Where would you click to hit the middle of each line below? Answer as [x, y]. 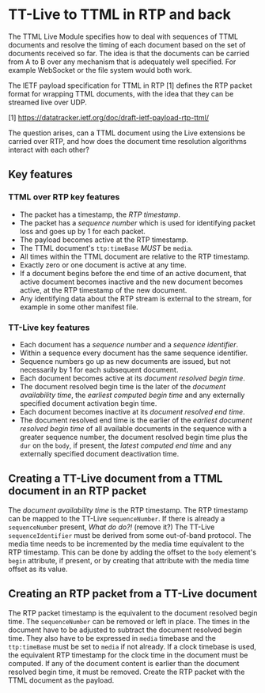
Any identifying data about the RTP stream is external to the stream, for [136, 298]
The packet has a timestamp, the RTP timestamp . [100, 214]
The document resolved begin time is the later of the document [123, 386]
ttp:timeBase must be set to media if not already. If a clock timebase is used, [132, 646]
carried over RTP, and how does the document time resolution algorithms [127, 141]
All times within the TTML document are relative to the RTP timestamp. [135, 256]
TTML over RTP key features [64, 197]
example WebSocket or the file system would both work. [100, 70]
